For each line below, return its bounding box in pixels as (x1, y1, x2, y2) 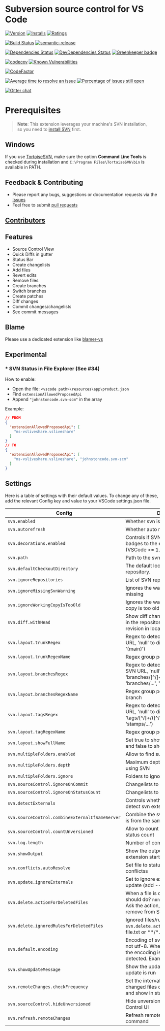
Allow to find (125, 750, 155, 757)
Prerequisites (5, 105, 61, 116)
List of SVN (125, 576, 152, 583)
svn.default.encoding (7, 946, 58, 952)
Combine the (125, 811, 156, 818)
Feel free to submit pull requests (12, 202, 78, 208)
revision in (125, 625, 149, 632)
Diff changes (12, 298, 38, 304)
